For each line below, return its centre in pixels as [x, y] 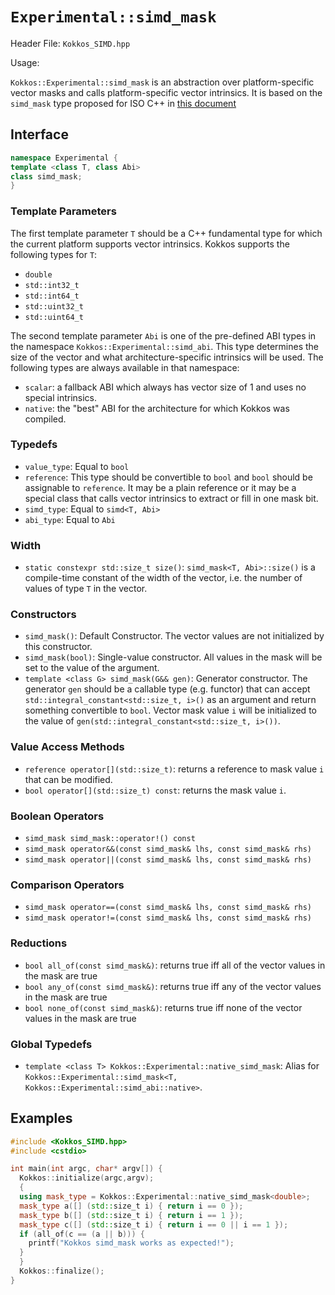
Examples [41, 1118]
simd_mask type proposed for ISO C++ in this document [123, 103]
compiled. [45, 419]
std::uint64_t [54, 317]
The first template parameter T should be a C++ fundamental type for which [166, 233]
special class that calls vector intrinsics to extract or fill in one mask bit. [171, 498]
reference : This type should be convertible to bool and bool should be [168, 477]
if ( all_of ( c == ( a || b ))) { [82, 1234]
